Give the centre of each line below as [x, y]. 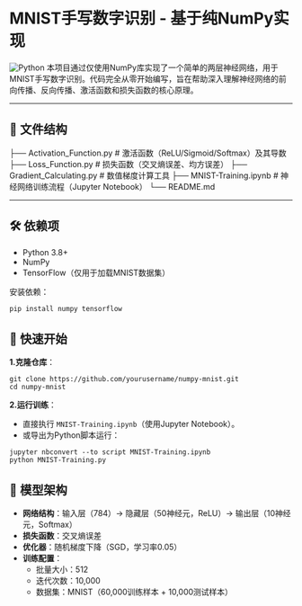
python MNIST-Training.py [58, 460]
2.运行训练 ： [33, 405]
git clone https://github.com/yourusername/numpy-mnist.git [124, 379]
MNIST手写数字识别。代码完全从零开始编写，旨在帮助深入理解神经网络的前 [148, 78]
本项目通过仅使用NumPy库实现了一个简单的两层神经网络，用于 [162, 67]
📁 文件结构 [38, 130]
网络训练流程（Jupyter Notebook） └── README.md [116, 186]
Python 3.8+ [45, 252]
